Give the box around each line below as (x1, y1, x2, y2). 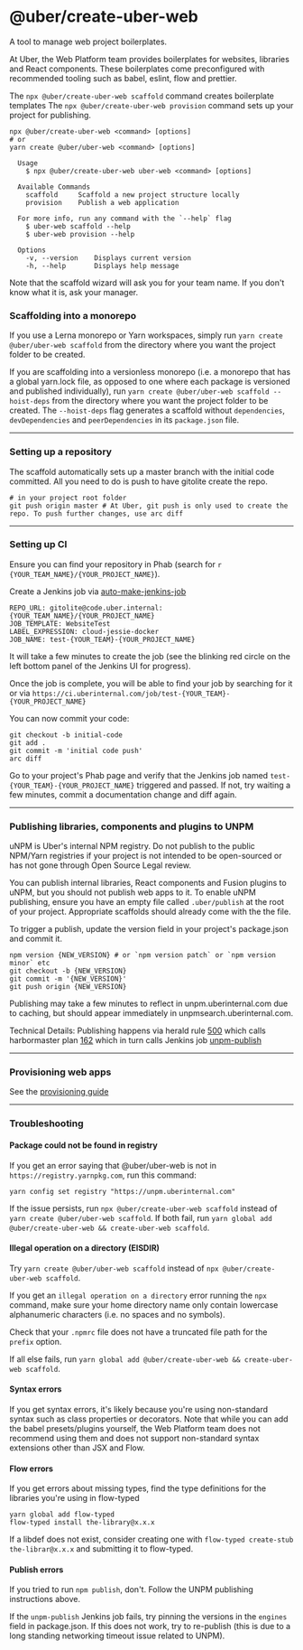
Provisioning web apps (9, 1066, 112, 1078)
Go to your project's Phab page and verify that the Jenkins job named (9, 769, 269, 780)
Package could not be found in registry (9, 1140, 158, 1151)
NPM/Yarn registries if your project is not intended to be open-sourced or (9, 851, 282, 862)
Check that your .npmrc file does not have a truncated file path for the (9, 1326, 268, 1338)
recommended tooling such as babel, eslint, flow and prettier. (9, 72, 237, 83)
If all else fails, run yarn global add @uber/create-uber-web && (9, 1353, 241, 1365)
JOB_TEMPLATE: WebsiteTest (9, 619, 111, 629)
